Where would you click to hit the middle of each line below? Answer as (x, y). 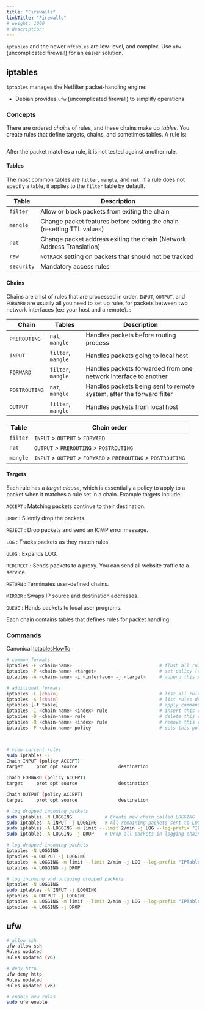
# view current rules (34, 750)
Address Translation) (70, 247)
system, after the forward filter (129, 394)
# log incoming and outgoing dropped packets (65, 879)
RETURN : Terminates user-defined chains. (58, 584)
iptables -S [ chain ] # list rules (99, 699)
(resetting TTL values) (72, 229)
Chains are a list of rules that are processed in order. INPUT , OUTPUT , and (96, 296)
